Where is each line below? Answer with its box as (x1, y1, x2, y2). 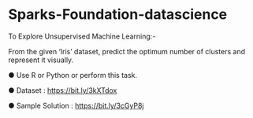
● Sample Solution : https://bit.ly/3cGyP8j (8, 101, 144, 110)
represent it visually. (8, 55, 74, 65)
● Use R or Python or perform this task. (8, 70, 138, 79)
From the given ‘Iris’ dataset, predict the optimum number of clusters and (8, 46, 246, 56)
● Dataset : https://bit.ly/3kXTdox (8, 85, 117, 95)
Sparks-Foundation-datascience (8, 6, 228, 24)
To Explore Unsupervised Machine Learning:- (8, 31, 156, 41)
